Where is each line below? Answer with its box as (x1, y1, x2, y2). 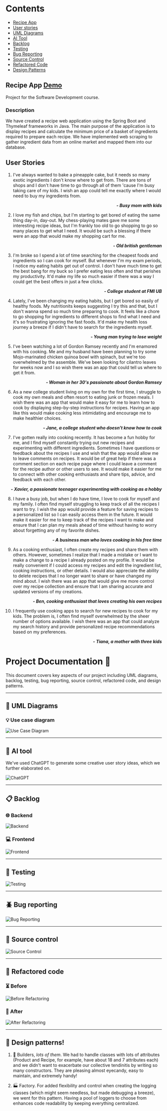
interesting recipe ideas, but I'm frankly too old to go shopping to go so (12, 222, 158, 228)
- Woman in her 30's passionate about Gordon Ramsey (46, 379, 162, 385)
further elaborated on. (5, 765, 51, 771)
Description (5, 107, 35, 113)
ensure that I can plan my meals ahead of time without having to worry (12, 522, 157, 528)
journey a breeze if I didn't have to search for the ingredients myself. (12, 324, 153, 330)
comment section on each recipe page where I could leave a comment (12, 460, 157, 466)
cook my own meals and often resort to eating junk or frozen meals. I (12, 394, 154, 400)
